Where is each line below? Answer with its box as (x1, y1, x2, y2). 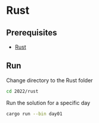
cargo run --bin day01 (6, 110, 63, 117)
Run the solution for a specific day (6, 99, 91, 106)
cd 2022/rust (6, 88, 39, 94)
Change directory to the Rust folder (6, 76, 94, 84)
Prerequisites (6, 28, 57, 38)
